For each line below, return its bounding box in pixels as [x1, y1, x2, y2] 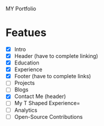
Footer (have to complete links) [14, 73, 91, 80]
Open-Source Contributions [14, 113, 83, 120]
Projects [14, 79, 35, 87]
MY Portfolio [5, 5, 36, 12]
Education [14, 59, 39, 66]
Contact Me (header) [14, 93, 66, 100]
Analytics [14, 106, 38, 113]
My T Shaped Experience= [14, 100, 81, 107]
